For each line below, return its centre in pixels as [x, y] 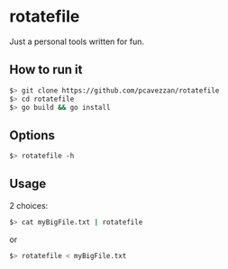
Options [32, 135]
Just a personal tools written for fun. [77, 41]
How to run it [46, 70]
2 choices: [29, 205]
